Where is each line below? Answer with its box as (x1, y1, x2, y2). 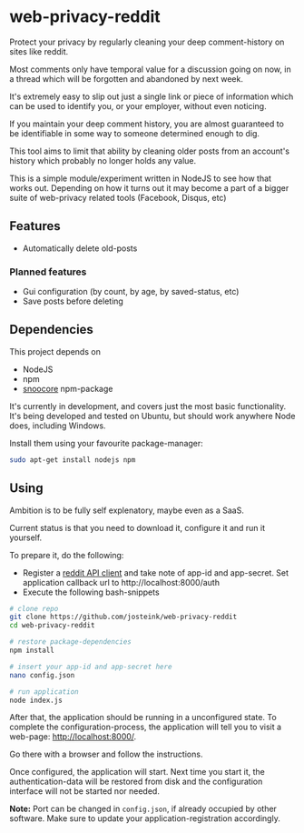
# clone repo (9, 604, 59, 613)
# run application (9, 687, 79, 697)
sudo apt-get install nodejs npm (9, 455, 136, 465)
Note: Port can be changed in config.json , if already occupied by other (9, 803, 277, 815)
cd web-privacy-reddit (9, 621, 95, 630)
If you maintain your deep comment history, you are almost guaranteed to (9, 118, 284, 129)
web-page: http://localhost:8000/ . (9, 731, 137, 742)
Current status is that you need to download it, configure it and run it (9, 522, 266, 533)
